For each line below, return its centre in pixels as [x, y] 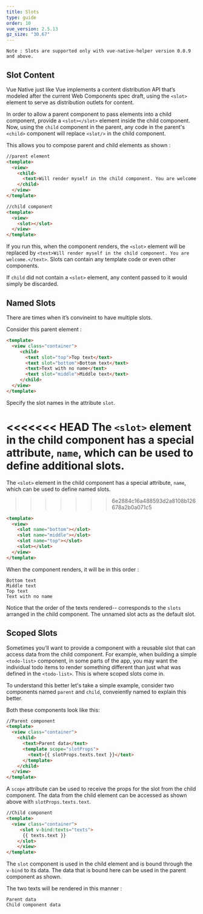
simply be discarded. [32, 284]
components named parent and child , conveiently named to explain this [96, 692]
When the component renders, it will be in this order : [73, 569]
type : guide [21, 18]
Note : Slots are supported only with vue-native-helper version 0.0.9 [98, 51]
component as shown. [34, 877]
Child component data [34, 905]
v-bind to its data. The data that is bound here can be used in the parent [96, 870]
